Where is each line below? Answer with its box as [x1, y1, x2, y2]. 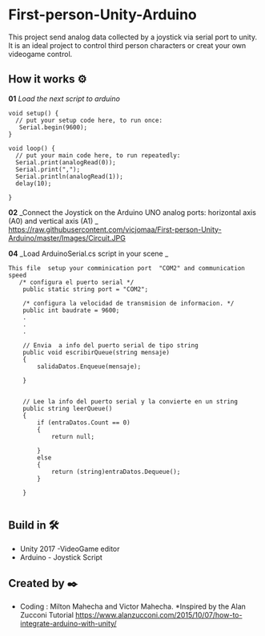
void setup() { [8, 109, 59, 117]
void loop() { [8, 144, 56, 152]
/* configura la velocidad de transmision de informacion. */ [22, 299, 235, 307]
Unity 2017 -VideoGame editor [19, 544, 120, 553]
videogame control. [8, 49, 73, 59]
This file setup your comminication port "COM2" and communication [8, 264, 246, 272]
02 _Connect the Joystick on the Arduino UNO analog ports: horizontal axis [8, 207, 256, 217]
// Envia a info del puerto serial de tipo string [22, 341, 199, 350]
